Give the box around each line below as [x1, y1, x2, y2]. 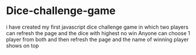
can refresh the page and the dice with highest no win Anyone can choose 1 [6, 29, 190, 36]
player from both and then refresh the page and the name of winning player [6, 36, 190, 43]
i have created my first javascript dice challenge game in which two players [6, 23, 189, 30]
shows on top [6, 42, 39, 49]
